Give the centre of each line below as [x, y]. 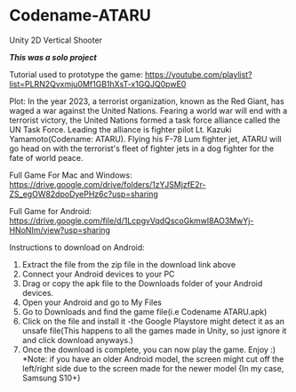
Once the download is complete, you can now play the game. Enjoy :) [149, 349]
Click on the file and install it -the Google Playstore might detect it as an [153, 321]
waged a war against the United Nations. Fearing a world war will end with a [148, 110]
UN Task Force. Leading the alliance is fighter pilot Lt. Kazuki [120, 129]
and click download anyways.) [77, 340]
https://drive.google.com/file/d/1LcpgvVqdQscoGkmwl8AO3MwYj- [132, 220]
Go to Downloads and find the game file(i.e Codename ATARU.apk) [144, 311]
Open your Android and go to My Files [92, 302]
